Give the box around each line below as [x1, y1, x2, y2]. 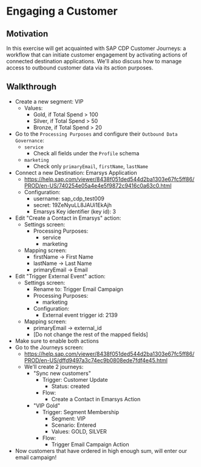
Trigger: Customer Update [42, 376, 108, 383]
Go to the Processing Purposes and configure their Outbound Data [15, 130, 178, 138]
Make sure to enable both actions [15, 337, 99, 345]
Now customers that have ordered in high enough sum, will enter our [15, 447, 187, 454]
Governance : [15, 136, 44, 144]
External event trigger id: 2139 [42, 311, 118, 318]
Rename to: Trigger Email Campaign [33, 285, 123, 293]
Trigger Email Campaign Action [51, 440, 129, 448]
